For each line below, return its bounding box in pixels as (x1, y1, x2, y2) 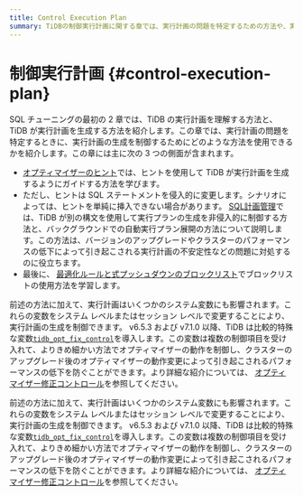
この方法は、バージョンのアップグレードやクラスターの (37, 235, 243, 246)
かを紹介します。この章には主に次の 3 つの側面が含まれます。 (9, 148, 239, 159)
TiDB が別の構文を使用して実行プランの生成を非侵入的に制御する (38, 212, 280, 223)
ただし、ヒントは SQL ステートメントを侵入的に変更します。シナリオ (22, 190, 280, 201)
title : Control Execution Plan (9, 13, 127, 23)
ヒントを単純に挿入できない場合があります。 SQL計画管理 (61, 201, 277, 212)
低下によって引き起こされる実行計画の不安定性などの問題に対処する (38, 246, 291, 257)
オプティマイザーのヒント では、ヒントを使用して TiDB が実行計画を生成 (22, 167, 290, 178)
